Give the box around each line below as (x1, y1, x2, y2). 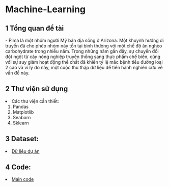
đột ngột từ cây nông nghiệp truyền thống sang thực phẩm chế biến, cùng (5, 54, 161, 60)
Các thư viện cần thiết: (12, 98, 60, 104)
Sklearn (12, 120, 29, 126)
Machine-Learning (5, 4, 86, 15)
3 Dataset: (5, 135, 39, 143)
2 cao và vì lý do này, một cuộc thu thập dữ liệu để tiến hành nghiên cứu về (5, 65, 163, 70)
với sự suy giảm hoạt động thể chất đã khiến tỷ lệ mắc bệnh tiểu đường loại (5, 59, 163, 65)
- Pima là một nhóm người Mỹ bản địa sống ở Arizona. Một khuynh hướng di (5, 37, 164, 43)
